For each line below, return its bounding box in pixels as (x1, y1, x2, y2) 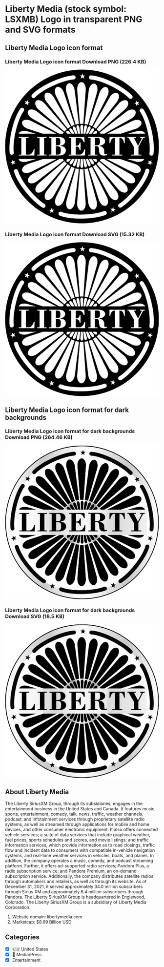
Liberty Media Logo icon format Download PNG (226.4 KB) (5, 58, 146, 65)
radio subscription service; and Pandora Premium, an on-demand (5, 868, 137, 874)
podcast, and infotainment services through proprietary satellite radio (5, 816, 145, 822)
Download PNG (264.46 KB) (5, 434, 73, 441)
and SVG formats (5, 24, 76, 35)
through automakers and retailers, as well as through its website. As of (5, 878, 147, 884)
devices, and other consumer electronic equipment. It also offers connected (5, 826, 158, 832)
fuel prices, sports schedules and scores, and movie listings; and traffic (5, 837, 149, 843)
